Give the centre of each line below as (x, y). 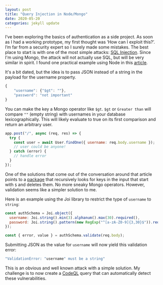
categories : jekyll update (32, 23)
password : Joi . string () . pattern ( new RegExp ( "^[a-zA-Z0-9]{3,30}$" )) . (81, 222)
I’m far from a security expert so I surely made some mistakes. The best (77, 47)
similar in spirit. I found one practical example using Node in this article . (76, 63)
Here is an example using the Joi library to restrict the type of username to (78, 199)
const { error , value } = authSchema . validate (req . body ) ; (65, 235)
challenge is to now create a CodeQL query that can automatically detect (78, 273)
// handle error (30, 156)
